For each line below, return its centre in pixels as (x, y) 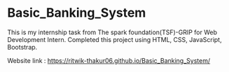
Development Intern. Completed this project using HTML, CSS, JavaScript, (114, 39)
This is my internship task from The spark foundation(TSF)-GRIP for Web (112, 32)
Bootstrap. (22, 47)
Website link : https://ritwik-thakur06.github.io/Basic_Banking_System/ (109, 60)
